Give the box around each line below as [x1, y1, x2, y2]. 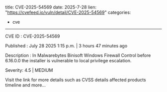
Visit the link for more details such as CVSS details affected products [5, 77, 146, 83]
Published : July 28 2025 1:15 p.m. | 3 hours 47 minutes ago [5, 43, 128, 48]
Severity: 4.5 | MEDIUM [5, 67, 53, 73]
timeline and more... [5, 82, 46, 88]
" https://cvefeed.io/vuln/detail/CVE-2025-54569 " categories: [5, 9, 131, 15]
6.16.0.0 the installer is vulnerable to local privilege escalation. [5, 58, 132, 63]
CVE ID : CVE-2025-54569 [5, 33, 60, 39]
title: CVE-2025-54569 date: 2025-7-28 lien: [5, 4, 97, 10]
